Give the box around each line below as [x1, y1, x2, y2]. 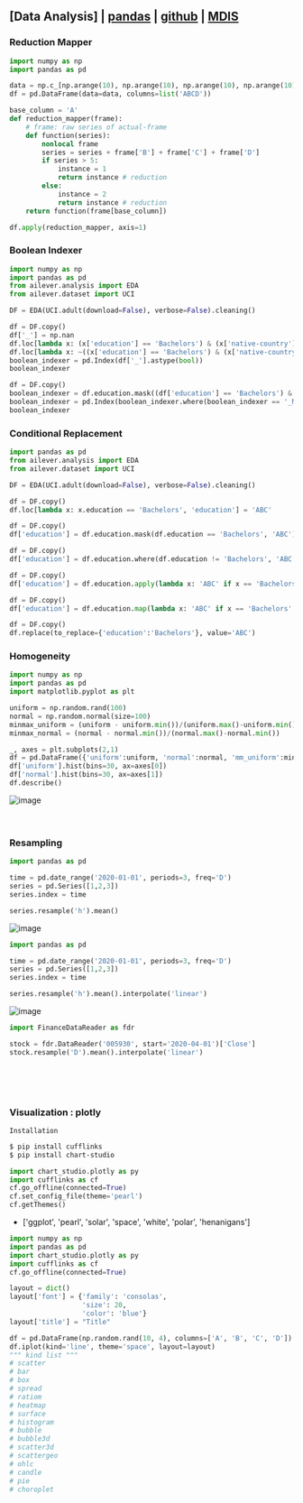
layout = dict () [9, 1284, 70, 1293]
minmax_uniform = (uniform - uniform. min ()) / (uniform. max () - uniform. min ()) [9, 720, 300, 729]
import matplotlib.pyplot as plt [9, 687, 135, 696]
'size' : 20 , [81, 1301, 127, 1310]
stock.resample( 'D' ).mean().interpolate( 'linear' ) [9, 1047, 204, 1056]
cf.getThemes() [9, 1201, 67, 1210]
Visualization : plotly [9, 1106, 102, 1119]
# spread [9, 1384, 42, 1394]
